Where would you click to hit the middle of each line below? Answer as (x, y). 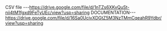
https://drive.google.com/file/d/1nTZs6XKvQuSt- (79, 7)
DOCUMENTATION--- (113, 12)
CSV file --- (17, 7)
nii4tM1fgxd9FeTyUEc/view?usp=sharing (48, 12)
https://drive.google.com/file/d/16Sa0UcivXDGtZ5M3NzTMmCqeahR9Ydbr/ (83, 18)
